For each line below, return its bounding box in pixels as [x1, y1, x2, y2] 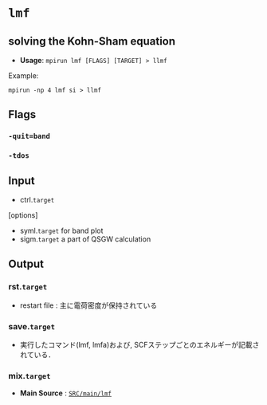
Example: [8, 71, 39, 81]
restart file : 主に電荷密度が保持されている [19, 301, 158, 310]
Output [8, 258, 44, 271]
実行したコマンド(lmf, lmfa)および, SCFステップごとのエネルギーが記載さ [19, 340, 260, 350]
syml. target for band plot [19, 226, 104, 236]
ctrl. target [19, 195, 55, 205]
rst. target [8, 281, 48, 293]
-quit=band [8, 132, 50, 141]
